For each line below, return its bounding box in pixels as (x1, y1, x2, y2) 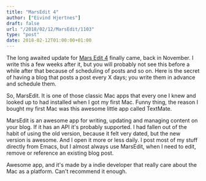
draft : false (6, 20, 40, 26)
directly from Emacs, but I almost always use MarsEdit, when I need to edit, (6, 143, 196, 150)
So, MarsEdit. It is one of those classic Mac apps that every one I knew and (6, 92, 196, 99)
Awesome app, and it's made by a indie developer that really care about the (6, 161, 197, 168)
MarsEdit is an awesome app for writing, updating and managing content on (6, 117, 198, 124)
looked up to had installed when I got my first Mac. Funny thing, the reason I (6, 98, 199, 106)
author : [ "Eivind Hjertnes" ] (6, 15, 81, 21)
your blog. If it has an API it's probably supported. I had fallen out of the (6, 124, 187, 130)
